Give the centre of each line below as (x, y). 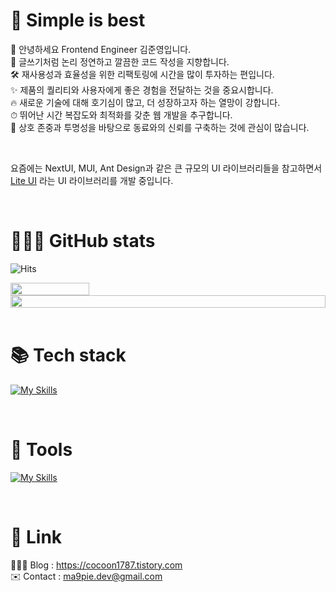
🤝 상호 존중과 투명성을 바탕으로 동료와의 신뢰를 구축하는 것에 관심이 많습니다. (160, 127)
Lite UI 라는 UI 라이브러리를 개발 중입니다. (92, 180)
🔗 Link (36, 536)
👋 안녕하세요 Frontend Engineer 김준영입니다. (101, 49)
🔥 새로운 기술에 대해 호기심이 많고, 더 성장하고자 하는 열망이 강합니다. (145, 102)
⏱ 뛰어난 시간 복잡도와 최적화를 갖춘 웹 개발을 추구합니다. (121, 115)
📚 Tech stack (68, 355)
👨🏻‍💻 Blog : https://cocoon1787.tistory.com (96, 565)
